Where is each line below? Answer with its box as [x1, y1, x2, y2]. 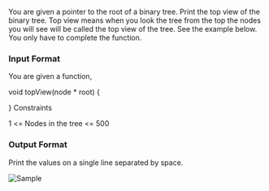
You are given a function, [8, 72, 93, 81]
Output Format [8, 139, 67, 150]
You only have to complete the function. [8, 33, 142, 42]
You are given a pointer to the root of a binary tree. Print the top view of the [8, 7, 260, 16]
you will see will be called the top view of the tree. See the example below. [8, 24, 258, 33]
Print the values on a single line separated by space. [8, 158, 184, 167]
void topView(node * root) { [8, 87, 100, 97]
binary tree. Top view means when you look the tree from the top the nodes [8, 15, 262, 25]
